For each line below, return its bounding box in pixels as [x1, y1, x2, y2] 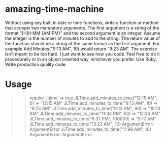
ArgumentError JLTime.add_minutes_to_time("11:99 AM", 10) [29, 126, 152, 132]
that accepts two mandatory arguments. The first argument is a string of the [5, 25, 159, 30]
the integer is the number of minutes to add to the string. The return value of [5, 35, 160, 41]
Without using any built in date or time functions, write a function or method [5, 20, 159, 26]
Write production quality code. [5, 61, 67, 67]
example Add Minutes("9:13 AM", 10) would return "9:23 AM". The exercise [5, 46, 158, 52]
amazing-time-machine [5, 3, 104, 15]
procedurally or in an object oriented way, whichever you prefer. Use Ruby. [5, 56, 157, 62]
